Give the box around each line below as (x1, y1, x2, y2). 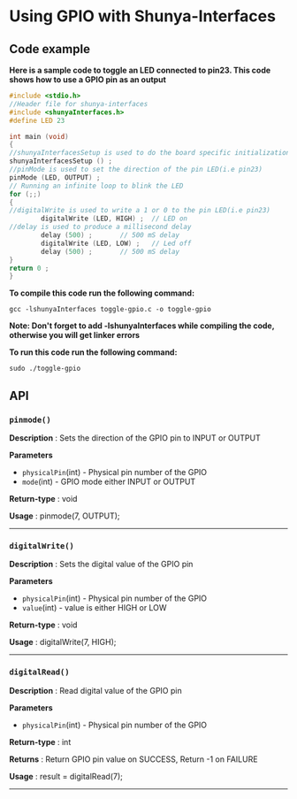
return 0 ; (9, 264, 49, 273)
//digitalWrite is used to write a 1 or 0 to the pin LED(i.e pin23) (9, 206, 271, 215)
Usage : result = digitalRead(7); (9, 771, 124, 781)
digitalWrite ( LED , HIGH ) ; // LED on (41, 214, 188, 223)
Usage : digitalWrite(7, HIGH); (9, 637, 117, 648)
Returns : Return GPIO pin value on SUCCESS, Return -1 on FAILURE (9, 754, 258, 764)
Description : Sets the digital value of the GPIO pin (9, 559, 194, 570)
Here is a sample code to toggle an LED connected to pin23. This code (9, 65, 271, 75)
